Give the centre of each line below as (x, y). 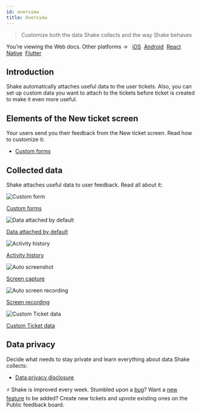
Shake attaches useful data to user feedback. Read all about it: (84, 185)
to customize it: (25, 139)
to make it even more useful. (42, 99)
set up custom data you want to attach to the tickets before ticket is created (100, 93)
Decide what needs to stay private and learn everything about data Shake (98, 359)
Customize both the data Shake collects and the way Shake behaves (107, 35)
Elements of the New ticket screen (72, 118)
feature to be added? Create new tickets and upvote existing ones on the (97, 398)
